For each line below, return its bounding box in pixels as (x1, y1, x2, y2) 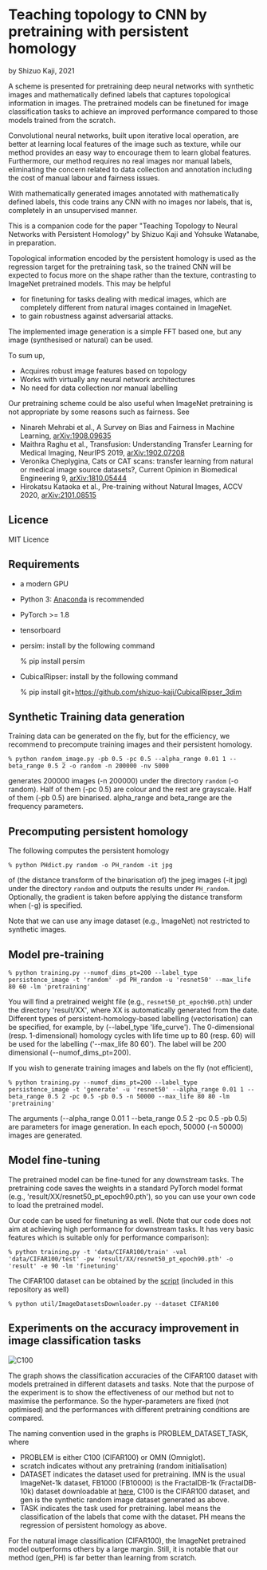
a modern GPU (19, 578, 69, 588)
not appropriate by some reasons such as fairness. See (8, 407, 190, 416)
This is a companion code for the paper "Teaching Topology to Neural (8, 221, 238, 231)
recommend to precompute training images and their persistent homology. (8, 740, 253, 749)
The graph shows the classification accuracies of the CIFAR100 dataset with (8, 1371, 258, 1380)
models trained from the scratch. (8, 115, 116, 124)
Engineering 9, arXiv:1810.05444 (19, 473, 128, 483)
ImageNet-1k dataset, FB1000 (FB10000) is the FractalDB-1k (19, 1477, 218, 1487)
